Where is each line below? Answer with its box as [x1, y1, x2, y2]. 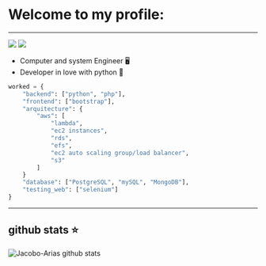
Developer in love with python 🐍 [19, 67, 124, 77]
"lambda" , [50, 120, 83, 127]
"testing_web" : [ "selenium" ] [22, 186, 119, 194]
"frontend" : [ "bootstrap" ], [22, 97, 115, 105]
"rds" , [50, 135, 73, 142]
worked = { [8, 82, 44, 90]
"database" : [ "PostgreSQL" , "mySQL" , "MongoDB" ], [22, 178, 190, 187]
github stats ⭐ [8, 223, 79, 237]
